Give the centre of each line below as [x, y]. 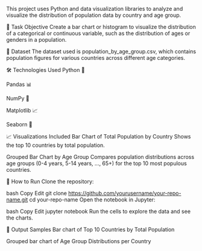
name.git [17, 200]
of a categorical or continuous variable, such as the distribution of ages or [98, 33]
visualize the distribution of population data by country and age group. [94, 15]
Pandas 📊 [19, 84]
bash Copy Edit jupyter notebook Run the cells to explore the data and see [99, 211]
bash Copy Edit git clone [37, 193]
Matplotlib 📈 [22, 110]
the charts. [20, 218]
